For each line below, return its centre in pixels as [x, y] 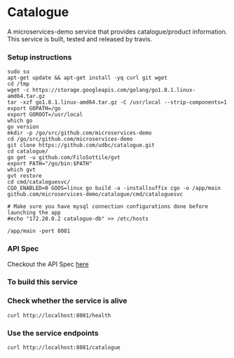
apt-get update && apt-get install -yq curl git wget [88, 78]
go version [23, 127]
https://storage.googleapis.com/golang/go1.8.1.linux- [114, 90]
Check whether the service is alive [67, 301]
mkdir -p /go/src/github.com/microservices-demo [80, 133]
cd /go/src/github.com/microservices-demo [70, 139]
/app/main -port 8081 [39, 231]
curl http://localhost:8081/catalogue [64, 347]
